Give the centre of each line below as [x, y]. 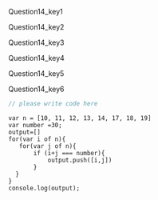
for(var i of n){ [37, 139]
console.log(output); [44, 188]
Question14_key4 [37, 58]
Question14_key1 [36, 12]
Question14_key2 [36, 27]
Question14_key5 [36, 74]
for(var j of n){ [48, 146]
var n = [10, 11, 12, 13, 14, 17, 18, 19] [80, 118]
